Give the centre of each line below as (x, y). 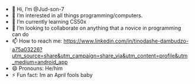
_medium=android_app (40, 62)
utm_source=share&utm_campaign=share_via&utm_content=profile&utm (100, 56)
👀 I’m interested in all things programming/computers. (77, 15)
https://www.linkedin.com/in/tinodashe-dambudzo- (126, 41)
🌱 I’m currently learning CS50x (49, 22)
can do (20, 34)
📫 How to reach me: (37, 41)
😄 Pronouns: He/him (37, 68)
